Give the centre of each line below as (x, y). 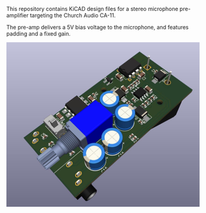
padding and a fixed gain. (39, 34)
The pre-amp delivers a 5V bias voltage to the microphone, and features (97, 27)
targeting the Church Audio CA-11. (73, 15)
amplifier (17, 15)
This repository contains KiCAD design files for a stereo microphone (93, 9)
